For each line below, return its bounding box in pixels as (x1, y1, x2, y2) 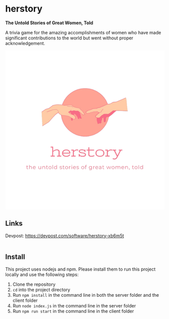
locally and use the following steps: (5, 271, 79, 278)
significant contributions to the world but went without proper (5, 35, 134, 41)
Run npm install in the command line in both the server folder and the (12, 292, 159, 298)
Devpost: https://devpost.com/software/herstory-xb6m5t (5, 233, 124, 239)
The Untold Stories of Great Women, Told (5, 20, 94, 26)
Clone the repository (12, 281, 56, 287)
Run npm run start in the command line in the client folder (12, 308, 134, 314)
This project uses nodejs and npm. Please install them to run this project (5, 266, 156, 272)
